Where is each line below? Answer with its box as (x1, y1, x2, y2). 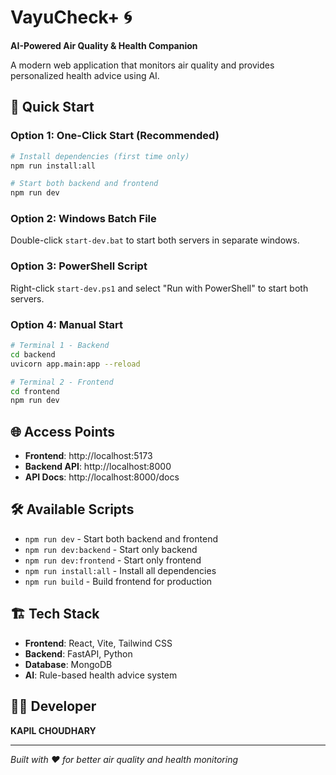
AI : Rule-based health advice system (24, 669, 178, 681)
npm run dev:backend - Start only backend (24, 543, 198, 555)
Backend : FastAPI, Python (24, 647, 133, 660)
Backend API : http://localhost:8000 (24, 461, 172, 473)
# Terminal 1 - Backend (10, 341, 110, 351)
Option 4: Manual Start (10, 317, 124, 331)
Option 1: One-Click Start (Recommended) (10, 129, 220, 143)
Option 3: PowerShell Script (10, 259, 148, 273)
